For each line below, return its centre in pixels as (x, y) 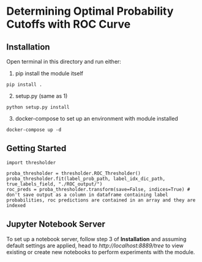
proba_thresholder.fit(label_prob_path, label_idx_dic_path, (86, 179)
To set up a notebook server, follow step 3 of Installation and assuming (96, 239)
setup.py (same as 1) (41, 96)
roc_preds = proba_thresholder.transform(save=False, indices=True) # (98, 189)
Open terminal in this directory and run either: (64, 62)
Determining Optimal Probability (90, 11)
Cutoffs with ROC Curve (69, 24)
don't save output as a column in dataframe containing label (87, 195)
